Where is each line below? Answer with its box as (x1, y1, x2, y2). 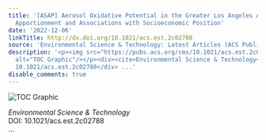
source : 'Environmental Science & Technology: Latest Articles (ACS (8, 41, 239, 49)
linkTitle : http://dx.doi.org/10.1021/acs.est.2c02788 (8, 33, 193, 42)
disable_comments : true (8, 70, 87, 78)
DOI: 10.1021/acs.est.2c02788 (8, 115, 104, 125)
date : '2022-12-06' (8, 26, 73, 34)
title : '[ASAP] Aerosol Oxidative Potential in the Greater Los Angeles (8, 11, 253, 20)
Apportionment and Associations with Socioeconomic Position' (15, 19, 225, 27)
